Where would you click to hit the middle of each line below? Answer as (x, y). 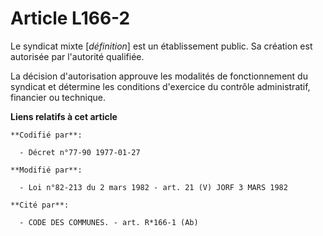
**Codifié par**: (46, 135)
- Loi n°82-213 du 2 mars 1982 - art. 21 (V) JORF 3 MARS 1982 (153, 187)
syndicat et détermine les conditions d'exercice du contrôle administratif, (160, 86)
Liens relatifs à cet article (64, 116)
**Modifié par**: (46, 170)
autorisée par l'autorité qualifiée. (77, 56)
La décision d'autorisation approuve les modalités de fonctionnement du (159, 76)
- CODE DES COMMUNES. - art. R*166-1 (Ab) (109, 222)
